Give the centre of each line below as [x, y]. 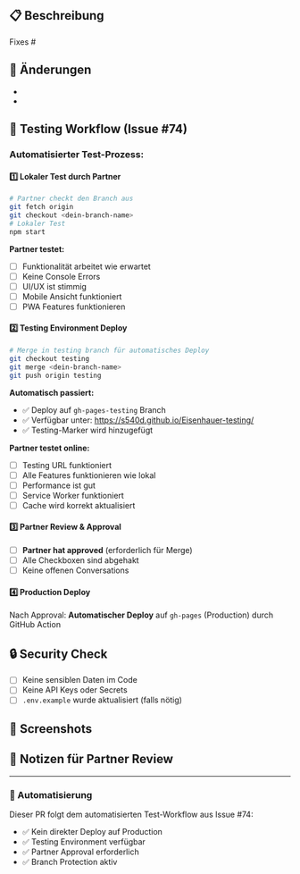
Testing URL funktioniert [67, 465]
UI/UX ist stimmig [54, 286]
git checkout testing [50, 358]
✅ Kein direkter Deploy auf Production [92, 831]
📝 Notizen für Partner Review [92, 759]
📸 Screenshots [51, 729]
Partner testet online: [50, 448]
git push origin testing [55, 375]
